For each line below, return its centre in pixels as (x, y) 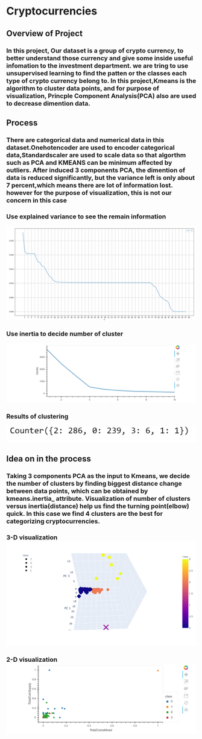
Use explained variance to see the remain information (86, 217)
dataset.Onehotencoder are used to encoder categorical (90, 147)
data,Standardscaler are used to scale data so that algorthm (96, 155)
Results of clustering (37, 416)
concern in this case (37, 200)
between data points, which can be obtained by (77, 491)
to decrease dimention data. (48, 103)
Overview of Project (45, 33)
